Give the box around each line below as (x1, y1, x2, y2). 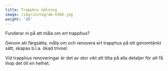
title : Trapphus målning (5, 7, 57, 12)
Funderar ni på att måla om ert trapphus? (5, 30, 90, 36)
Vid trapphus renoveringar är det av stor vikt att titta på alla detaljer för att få (5, 55, 163, 61)
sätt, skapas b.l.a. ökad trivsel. (5, 45, 68, 51)
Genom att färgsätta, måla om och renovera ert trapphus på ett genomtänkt (5, 40, 161, 46)
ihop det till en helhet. (5, 60, 50, 66)
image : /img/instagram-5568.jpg (5, 12, 73, 17)
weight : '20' (5, 16, 33, 21)
